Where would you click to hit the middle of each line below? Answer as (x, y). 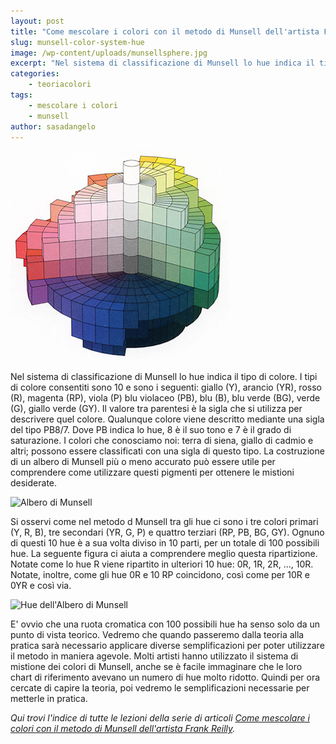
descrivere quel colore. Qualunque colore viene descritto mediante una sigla (167, 419)
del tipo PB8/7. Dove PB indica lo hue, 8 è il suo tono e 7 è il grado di (151, 430)
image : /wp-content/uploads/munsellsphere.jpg (109, 53)
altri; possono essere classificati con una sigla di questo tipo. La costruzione (167, 451)
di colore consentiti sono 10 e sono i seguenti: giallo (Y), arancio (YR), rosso (166, 387)
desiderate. (34, 483)
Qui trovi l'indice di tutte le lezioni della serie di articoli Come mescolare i (160, 718)
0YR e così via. (41, 586)
